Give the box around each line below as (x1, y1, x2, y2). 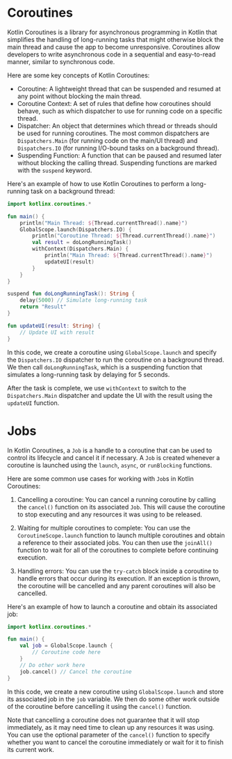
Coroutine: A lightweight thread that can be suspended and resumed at (17, 84, 221, 93)
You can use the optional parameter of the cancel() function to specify (7, 730, 210, 739)
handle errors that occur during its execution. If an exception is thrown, (17, 574, 221, 583)
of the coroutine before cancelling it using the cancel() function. (7, 702, 192, 710)
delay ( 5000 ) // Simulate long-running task (19, 297, 148, 304)
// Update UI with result (19, 329, 95, 336)
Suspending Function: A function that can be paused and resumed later (17, 151, 222, 160)
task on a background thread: (31, 187, 115, 195)
